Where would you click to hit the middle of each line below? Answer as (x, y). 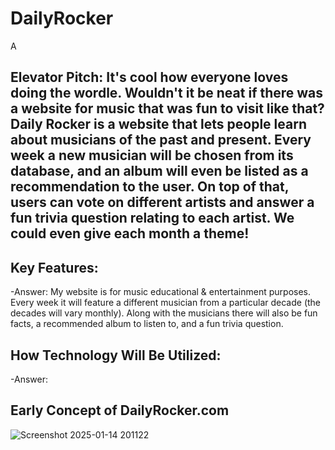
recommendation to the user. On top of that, (150, 187)
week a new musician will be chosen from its (152, 155)
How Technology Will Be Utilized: (116, 355)
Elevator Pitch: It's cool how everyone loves (149, 77)
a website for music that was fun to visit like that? (167, 108)
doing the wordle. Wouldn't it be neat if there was (167, 93)
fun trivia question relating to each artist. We (152, 218)
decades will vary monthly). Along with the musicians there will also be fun (164, 313)
